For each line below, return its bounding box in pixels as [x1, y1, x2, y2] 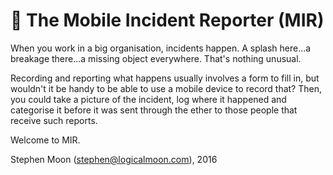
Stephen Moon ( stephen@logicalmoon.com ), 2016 [10, 153, 218, 165]
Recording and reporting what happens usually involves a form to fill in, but [10, 72, 320, 84]
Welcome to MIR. [10, 134, 81, 146]
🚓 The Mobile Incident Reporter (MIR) [10, 9, 325, 32]
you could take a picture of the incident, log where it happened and [10, 93, 287, 105]
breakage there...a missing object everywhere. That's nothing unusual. [10, 52, 302, 64]
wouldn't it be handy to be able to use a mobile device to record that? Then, [10, 82, 322, 94]
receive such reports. [10, 114, 98, 126]
